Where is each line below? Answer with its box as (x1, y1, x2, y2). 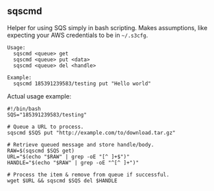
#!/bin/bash (7, 105, 41, 112)
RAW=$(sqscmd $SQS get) (7, 147, 75, 154)
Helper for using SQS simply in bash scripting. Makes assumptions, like (7, 23, 208, 31)
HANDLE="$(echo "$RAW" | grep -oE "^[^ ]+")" (7, 159, 139, 166)
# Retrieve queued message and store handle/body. (7, 141, 155, 148)
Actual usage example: (7, 92, 72, 100)
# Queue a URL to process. (7, 123, 84, 130)
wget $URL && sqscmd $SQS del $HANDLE (7, 177, 118, 184)
